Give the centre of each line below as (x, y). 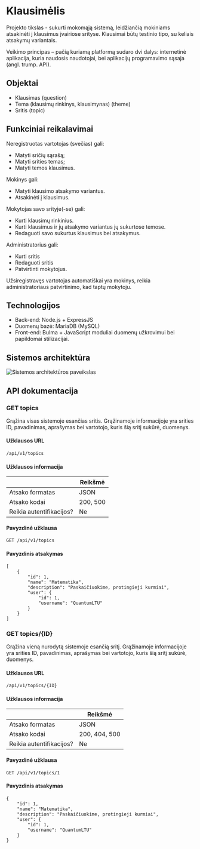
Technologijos (33, 305)
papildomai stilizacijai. (42, 339)
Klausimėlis (36, 11)
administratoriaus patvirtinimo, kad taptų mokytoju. (69, 287)
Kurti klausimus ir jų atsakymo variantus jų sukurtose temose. (90, 227)
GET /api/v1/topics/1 (33, 773)
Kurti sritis (27, 256)
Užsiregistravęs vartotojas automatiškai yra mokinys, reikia (79, 280)
